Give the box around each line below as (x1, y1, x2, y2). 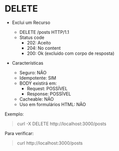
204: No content (26, 45, 61, 51)
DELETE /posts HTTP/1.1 (19, 29, 69, 35)
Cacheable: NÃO (19, 96, 54, 102)
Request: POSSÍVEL (26, 85, 68, 91)
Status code (19, 34, 44, 40)
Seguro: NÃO (19, 69, 47, 75)
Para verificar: (4, 130, 34, 136)
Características (11, 60, 43, 66)
